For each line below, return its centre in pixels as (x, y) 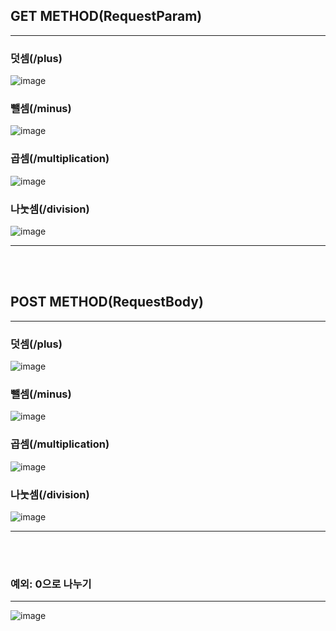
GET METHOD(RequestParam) (106, 16)
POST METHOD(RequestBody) (107, 302)
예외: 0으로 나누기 (51, 584)
